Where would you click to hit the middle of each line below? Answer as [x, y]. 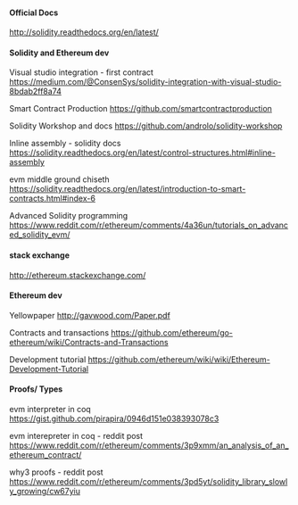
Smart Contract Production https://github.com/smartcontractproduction [141, 109]
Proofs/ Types [36, 389]
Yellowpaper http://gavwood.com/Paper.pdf [90, 315]
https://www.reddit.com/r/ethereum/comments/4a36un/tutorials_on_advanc [149, 225]
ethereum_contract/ [46, 455]
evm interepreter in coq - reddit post [76, 436]
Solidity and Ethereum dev [59, 53]
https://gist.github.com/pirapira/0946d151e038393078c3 [114, 418]
